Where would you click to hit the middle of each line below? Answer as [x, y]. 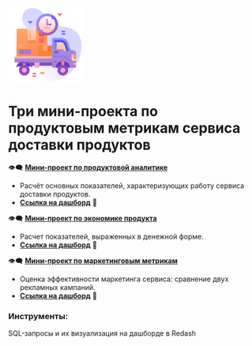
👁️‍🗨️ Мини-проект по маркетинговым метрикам [93, 261]
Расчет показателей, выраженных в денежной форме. [111, 236]
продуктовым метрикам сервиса [124, 128]
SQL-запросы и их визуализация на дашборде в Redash [102, 333]
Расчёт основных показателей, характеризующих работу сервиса [132, 186]
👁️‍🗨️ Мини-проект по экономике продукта [83, 218]
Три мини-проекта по [83, 112]
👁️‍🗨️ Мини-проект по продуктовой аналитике [88, 167]
